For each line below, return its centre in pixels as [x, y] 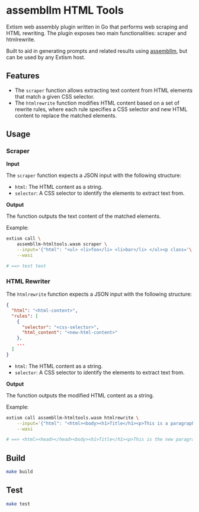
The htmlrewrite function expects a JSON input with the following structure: [99, 294]
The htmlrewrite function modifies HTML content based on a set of [97, 103]
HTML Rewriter [28, 281]
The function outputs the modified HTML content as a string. [80, 395]
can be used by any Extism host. [46, 57]
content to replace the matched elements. [66, 115]
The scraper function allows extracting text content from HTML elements [104, 90]
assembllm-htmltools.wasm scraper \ [62, 244]
